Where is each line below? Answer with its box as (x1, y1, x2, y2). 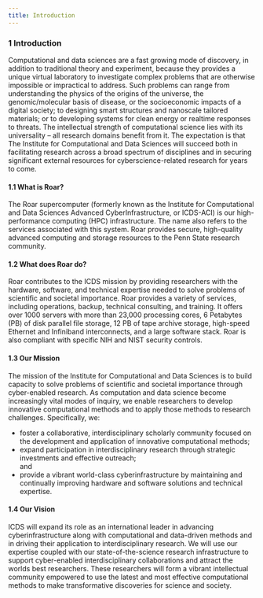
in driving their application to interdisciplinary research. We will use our (8, 538, 238, 548)
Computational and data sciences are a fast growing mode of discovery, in (8, 55, 249, 65)
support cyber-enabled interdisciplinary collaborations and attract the (8, 556, 233, 565)
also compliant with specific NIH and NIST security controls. (8, 335, 203, 345)
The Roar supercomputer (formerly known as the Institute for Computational (8, 200, 254, 209)
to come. (8, 164, 37, 173)
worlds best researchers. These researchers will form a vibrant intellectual (8, 563, 249, 573)
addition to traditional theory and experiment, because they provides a (8, 64, 236, 73)
